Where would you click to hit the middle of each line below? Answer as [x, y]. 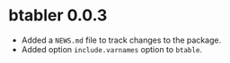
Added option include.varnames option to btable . [112, 49]
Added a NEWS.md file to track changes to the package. [121, 40]
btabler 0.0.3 [58, 16]
